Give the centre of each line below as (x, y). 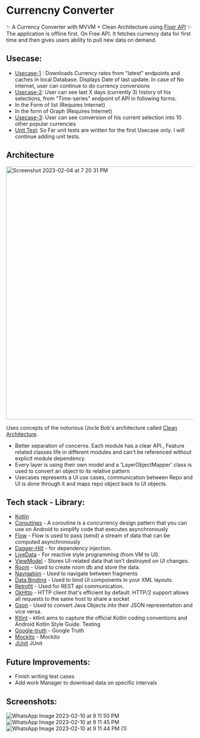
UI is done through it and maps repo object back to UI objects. (91, 483)
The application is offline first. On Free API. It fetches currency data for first (99, 33)
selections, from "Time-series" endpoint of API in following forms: (96, 98)
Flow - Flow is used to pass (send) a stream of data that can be (92, 536)
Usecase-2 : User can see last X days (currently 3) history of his (93, 92)
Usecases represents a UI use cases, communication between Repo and (104, 477)
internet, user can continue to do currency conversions (82, 86)
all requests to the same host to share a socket (72, 599)
